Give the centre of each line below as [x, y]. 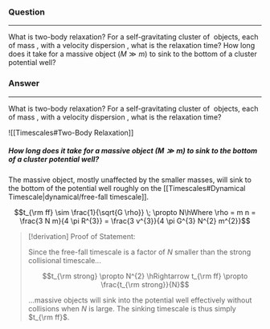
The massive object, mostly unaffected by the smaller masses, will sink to [130, 180]
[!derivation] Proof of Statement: [82, 236]
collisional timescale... [65, 260]
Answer [24, 83]
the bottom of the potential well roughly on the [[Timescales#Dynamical [127, 188]
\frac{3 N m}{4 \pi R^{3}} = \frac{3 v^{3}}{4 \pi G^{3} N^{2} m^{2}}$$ [135, 221]
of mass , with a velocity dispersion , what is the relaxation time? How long [132, 46]
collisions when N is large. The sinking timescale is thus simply [132, 308]
